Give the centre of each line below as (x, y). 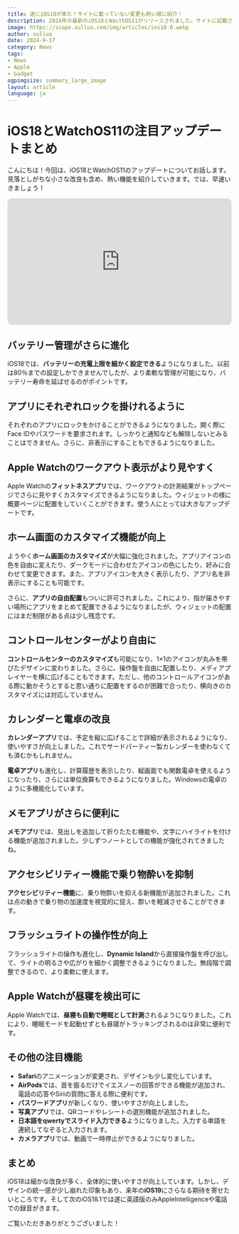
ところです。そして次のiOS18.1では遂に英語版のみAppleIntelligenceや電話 (120, 1199)
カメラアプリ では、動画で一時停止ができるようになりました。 (108, 1138)
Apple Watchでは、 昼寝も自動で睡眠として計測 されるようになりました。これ (119, 1015)
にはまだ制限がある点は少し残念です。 (63, 615)
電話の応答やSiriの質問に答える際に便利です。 (84, 1093)
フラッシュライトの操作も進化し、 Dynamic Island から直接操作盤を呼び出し (118, 954)
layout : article (31, 87)
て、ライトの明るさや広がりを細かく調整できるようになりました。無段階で (116, 962)
